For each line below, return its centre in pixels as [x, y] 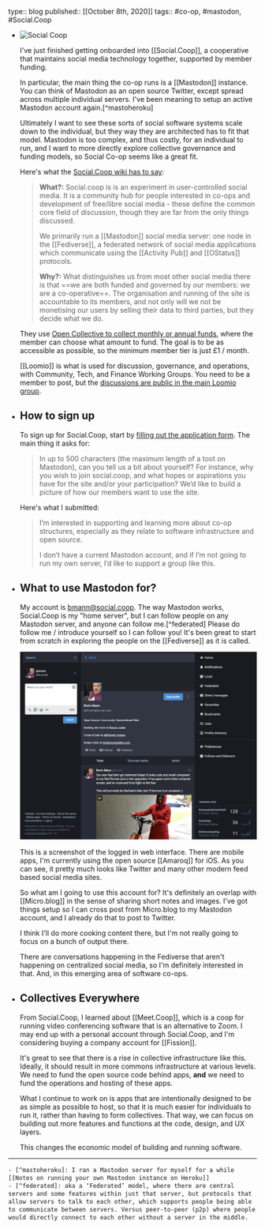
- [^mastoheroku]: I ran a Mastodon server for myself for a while [121, 1170]
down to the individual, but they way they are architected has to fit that [134, 131]
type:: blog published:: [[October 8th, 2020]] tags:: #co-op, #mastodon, [125, 11]
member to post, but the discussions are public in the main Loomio [128, 383]
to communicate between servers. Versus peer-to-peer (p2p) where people [132, 1209]
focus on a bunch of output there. [74, 941]
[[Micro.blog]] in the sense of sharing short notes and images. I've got [134, 900]
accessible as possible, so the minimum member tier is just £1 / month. [134, 350]
